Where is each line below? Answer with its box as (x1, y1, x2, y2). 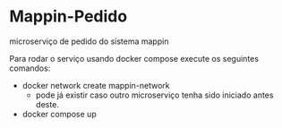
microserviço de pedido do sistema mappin (9, 36, 169, 47)
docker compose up (21, 108, 97, 119)
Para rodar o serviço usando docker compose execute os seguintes (9, 53, 260, 64)
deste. (35, 98, 60, 109)
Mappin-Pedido (9, 6, 128, 27)
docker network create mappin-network (21, 80, 170, 90)
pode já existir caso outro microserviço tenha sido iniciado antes (35, 90, 274, 100)
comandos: (9, 63, 51, 73)
